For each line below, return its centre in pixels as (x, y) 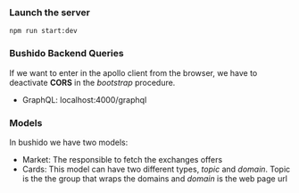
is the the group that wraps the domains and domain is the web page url (155, 178)
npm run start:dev (43, 31)
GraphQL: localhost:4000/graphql (84, 99)
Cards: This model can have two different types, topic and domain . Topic (156, 169)
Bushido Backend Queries (66, 54)
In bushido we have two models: (69, 142)
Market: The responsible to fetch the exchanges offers (122, 159)
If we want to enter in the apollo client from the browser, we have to (133, 72)
